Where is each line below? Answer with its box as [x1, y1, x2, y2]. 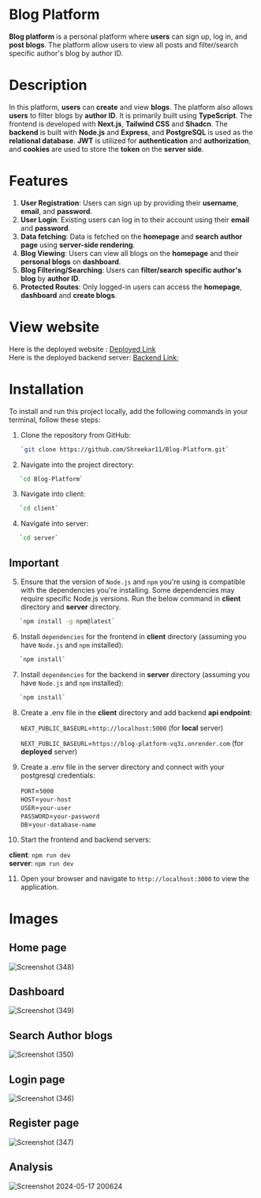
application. [20, 882, 59, 891]
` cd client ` [19, 504, 59, 513]
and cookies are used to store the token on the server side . [9, 144, 204, 153]
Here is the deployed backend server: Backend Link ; [9, 352, 180, 362]
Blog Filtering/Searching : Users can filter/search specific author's [20, 265, 242, 274]
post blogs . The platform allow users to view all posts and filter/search [9, 40, 239, 49]
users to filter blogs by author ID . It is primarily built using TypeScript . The [9, 111, 253, 120]
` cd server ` [19, 534, 59, 542]
